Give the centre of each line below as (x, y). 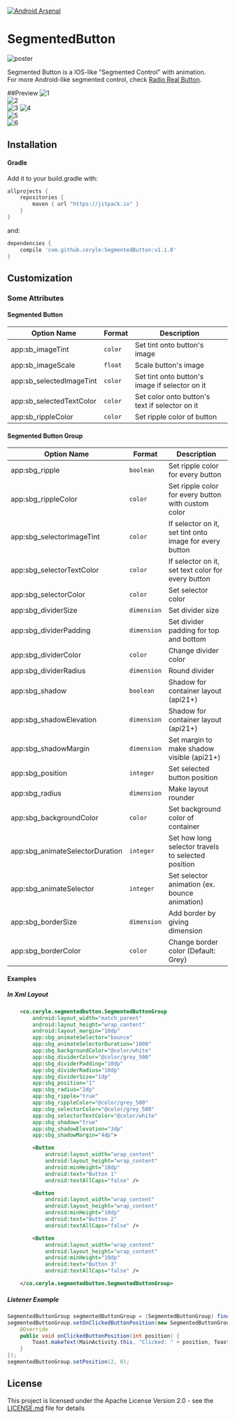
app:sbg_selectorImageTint (55, 537)
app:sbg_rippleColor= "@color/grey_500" (91, 1103)
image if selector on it (170, 385)
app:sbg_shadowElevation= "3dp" (78, 1129)
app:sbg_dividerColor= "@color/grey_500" (92, 1057)
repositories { (42, 198)
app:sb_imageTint (40, 349)
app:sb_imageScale (43, 366)
